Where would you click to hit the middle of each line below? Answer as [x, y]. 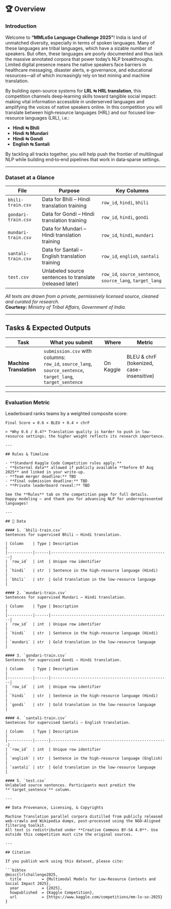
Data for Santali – [62, 249]
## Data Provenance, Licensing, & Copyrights [54, 808]
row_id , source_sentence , [131, 274]
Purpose [69, 190]
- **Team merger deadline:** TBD [41, 477]
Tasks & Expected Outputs [48, 328]
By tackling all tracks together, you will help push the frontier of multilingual [84, 154]
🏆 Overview [25, 9]
